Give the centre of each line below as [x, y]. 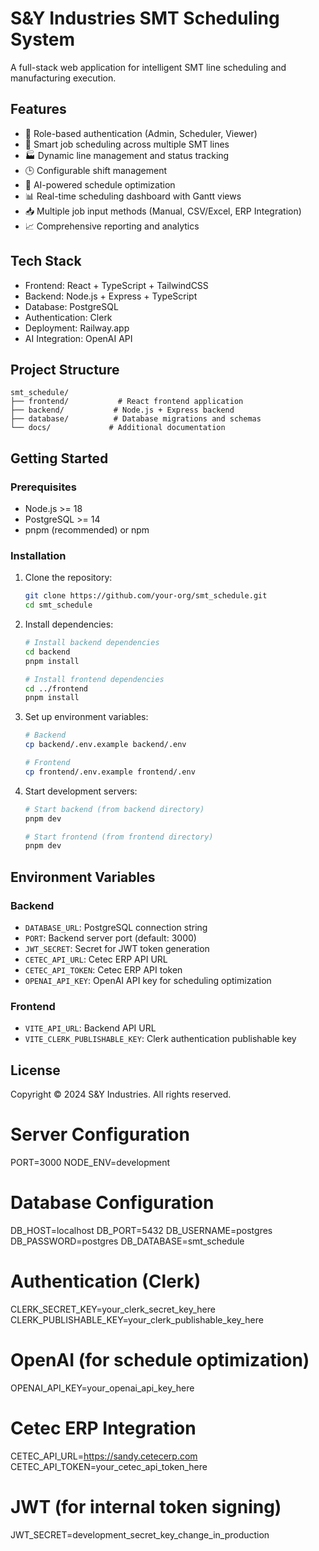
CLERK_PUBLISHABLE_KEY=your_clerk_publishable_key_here [137, 1319]
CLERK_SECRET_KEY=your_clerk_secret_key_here [113, 1309]
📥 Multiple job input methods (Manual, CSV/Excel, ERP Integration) [163, 211]
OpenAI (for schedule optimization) [160, 1360]
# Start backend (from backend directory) [114, 809]
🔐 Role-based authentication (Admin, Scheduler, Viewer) [141, 133]
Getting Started [59, 458]
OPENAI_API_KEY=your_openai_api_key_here [102, 1388]
